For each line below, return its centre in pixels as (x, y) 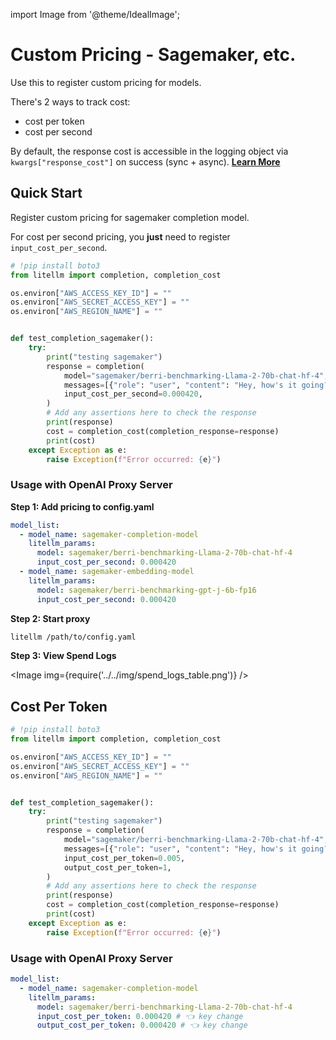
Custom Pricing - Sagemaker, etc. (153, 55)
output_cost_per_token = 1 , (117, 867)
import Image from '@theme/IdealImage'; (95, 14)
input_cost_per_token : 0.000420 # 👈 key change (140, 1016)
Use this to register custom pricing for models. (106, 82)
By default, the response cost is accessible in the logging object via (149, 151)
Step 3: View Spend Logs (63, 656)
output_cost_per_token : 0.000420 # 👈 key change (142, 1025)
